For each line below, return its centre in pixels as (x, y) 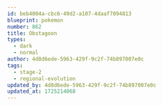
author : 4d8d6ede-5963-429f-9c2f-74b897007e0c (76, 59)
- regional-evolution (45, 78)
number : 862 (24, 26)
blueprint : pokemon (35, 20)
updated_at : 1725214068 (42, 91)
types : (17, 40)
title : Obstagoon (32, 33)
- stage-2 (27, 72)
